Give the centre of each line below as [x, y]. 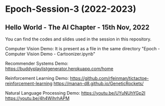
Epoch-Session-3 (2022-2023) [71, 9]
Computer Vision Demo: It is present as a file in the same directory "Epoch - [82, 49]
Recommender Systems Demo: [37, 63]
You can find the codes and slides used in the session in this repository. [78, 39]
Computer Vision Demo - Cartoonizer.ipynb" [50, 54]
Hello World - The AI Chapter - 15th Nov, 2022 [77, 27]
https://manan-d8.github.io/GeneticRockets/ [99, 83]
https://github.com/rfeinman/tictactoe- [110, 78]
